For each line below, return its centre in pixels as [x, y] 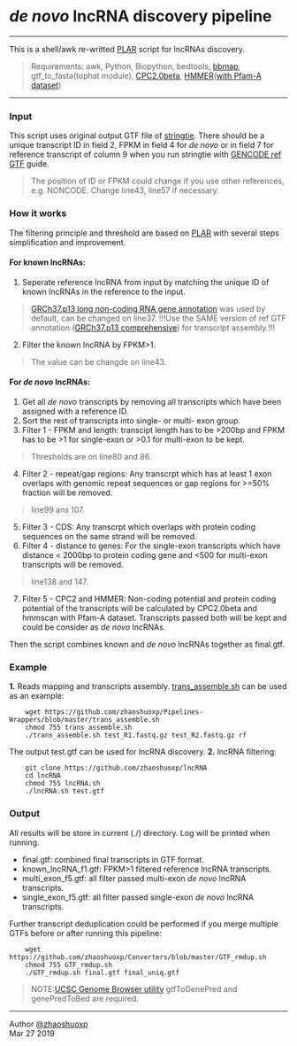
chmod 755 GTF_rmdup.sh [69, 965]
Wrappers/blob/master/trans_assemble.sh [85, 720]
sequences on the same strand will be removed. [109, 536]
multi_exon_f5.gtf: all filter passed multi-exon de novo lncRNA [134, 878]
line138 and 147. [60, 581]
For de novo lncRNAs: [50, 382]
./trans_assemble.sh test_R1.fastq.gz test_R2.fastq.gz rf [136, 736]
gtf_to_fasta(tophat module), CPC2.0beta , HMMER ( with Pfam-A [146, 75]
